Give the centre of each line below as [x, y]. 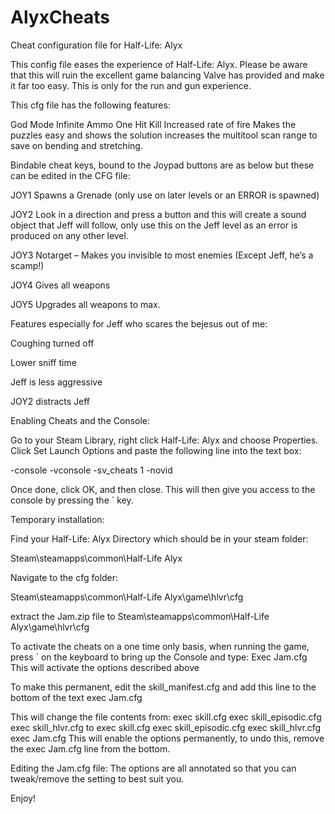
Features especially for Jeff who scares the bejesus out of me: [139, 323]
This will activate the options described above [105, 667]
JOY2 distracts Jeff [50, 401]
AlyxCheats [60, 17]
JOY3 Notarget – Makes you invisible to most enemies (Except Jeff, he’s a [162, 255]
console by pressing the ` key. [72, 500]
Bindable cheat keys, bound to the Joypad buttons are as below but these [162, 165]
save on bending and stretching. [76, 145]
